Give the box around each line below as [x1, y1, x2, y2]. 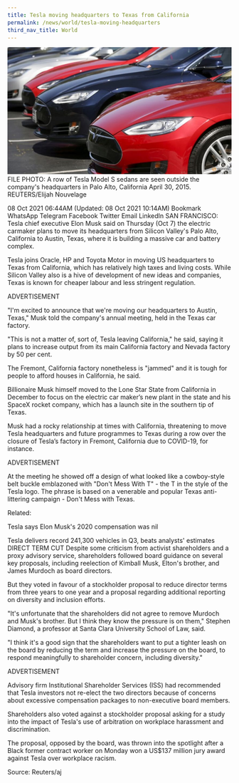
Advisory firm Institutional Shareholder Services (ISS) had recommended [7, 680, 221, 689]
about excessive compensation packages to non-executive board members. [7, 695, 230, 705]
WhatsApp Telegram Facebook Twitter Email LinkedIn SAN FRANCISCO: [7, 211, 218, 220]
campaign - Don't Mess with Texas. [31, 494, 135, 503]
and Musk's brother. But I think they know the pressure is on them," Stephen [7, 616, 231, 625]
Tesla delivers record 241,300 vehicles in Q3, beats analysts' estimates [7, 536, 216, 544]
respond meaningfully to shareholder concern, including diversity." [7, 653, 203, 662]
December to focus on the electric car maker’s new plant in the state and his [7, 393, 231, 401]
